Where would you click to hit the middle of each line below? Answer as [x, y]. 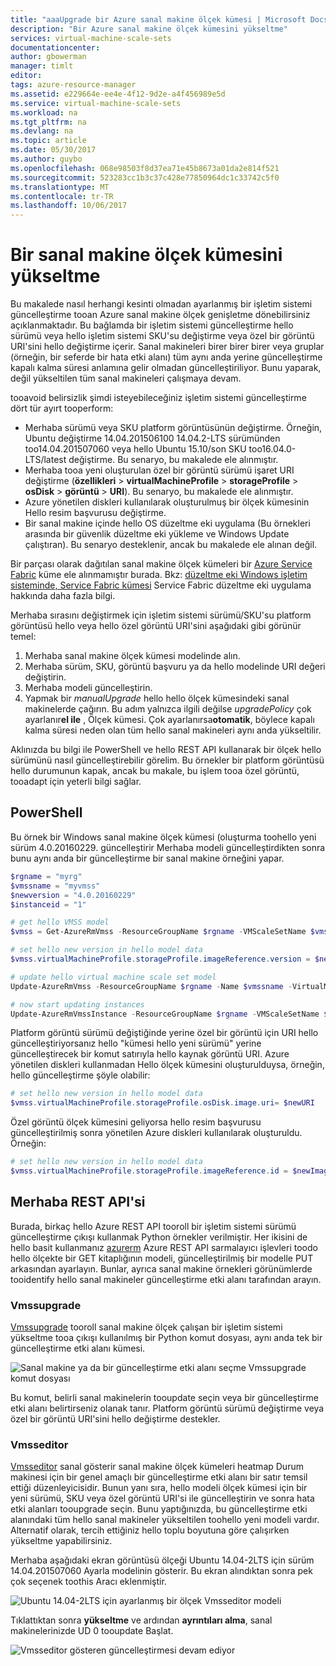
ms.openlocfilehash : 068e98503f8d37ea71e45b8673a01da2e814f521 [145, 168]
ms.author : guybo [46, 159]
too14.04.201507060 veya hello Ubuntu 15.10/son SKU [135, 449]
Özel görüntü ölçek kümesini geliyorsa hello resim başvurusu [136, 1122]
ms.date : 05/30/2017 [53, 150]
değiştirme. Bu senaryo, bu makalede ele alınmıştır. [173, 460]
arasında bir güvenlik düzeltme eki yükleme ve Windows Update [157, 534]
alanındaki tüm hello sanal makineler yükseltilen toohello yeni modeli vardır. [165, 1520]
